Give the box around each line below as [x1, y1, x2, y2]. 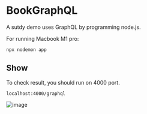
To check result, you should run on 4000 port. [6, 79, 120, 86]
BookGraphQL [6, 4, 78, 17]
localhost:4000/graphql [6, 91, 66, 97]
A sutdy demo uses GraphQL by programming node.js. [6, 23, 141, 31]
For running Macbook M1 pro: [6, 35, 79, 42]
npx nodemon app [6, 46, 47, 53]
